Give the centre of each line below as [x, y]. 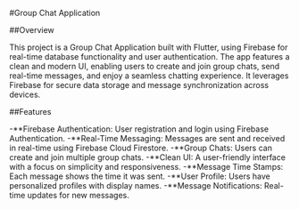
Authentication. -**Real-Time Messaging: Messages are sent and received [147, 138]
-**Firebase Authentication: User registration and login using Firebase [139, 129]
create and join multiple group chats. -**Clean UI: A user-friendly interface [147, 157]
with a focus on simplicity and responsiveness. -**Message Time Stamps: [146, 167]
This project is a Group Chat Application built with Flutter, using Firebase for [149, 47]
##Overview [32, 30]
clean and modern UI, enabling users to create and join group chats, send [145, 66]
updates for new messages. [78, 195]
